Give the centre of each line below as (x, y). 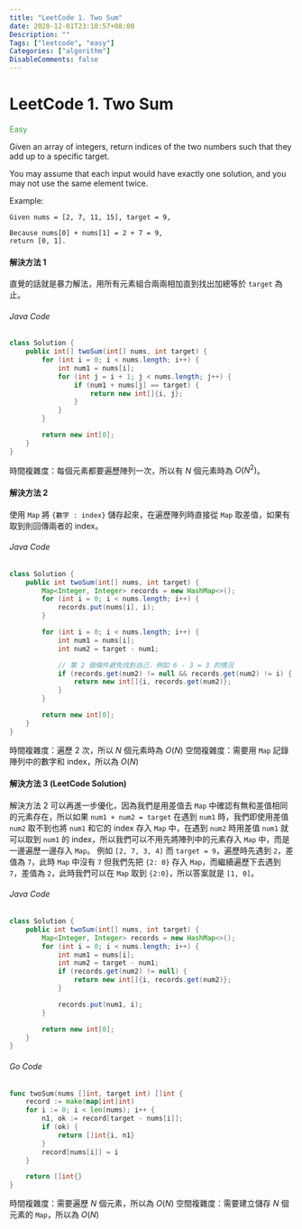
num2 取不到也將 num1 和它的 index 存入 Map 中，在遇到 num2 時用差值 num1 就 (149, 828)
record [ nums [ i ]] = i (80, 1152)
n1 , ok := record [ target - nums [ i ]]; (112, 1119)
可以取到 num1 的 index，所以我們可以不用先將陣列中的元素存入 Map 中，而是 (150, 839)
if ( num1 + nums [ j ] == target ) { (137, 385)
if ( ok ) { (60, 1127)
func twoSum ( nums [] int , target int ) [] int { (96, 1093)
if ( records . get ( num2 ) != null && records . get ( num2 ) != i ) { (175, 674)
